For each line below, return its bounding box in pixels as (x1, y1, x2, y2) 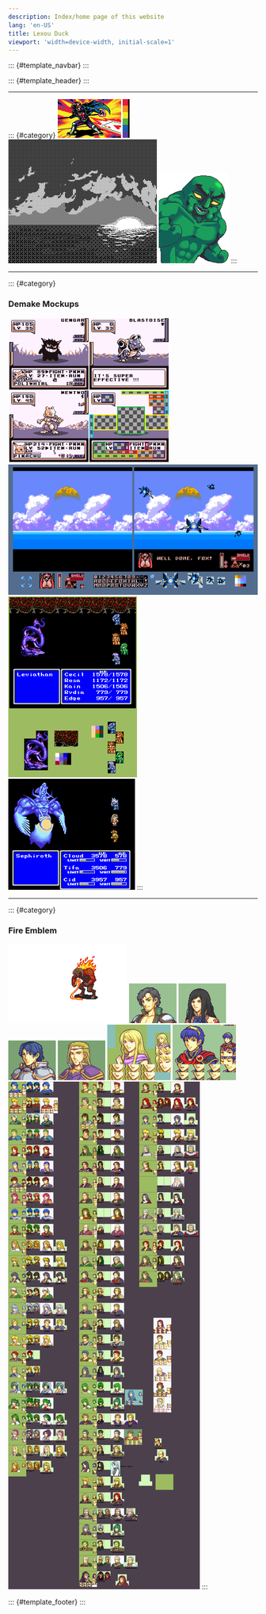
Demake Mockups (8, 298, 79, 309)
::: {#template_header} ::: (8, 76, 89, 86)
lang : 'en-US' (8, 21, 55, 29)
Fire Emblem (8, 925, 58, 936)
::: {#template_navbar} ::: (8, 60, 89, 71)
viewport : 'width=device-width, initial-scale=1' (8, 38, 176, 46)
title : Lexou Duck (8, 29, 69, 37)
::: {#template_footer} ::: (8, 1597, 85, 1606)
